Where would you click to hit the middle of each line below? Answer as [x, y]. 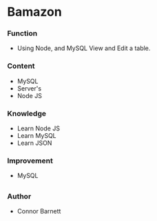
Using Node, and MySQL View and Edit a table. [84, 48]
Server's [29, 88]
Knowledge [27, 113]
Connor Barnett [39, 211]
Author [19, 196]
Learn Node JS [39, 128]
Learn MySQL [36, 136]
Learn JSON [34, 143]
